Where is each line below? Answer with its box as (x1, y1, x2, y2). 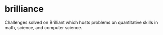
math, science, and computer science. (4, 24, 82, 30)
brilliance (4, 3, 44, 15)
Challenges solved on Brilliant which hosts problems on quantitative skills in (4, 19, 158, 25)
